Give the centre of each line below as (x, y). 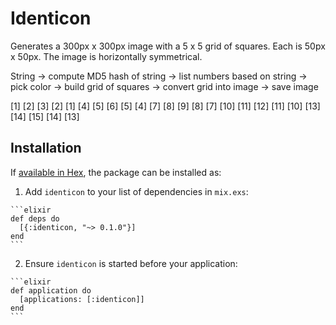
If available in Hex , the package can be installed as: (116, 172)
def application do (51, 290)
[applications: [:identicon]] (82, 299)
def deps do (35, 218)
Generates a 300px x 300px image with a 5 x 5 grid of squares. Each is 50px (168, 46)
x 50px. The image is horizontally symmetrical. (106, 56)
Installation (46, 148)
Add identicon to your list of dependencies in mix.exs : (136, 191)
